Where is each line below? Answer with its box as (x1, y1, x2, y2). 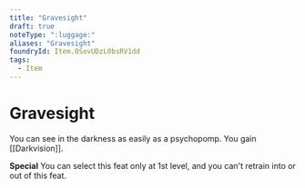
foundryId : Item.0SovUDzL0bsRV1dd (9, 47, 141, 56)
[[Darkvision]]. (9, 143, 64, 153)
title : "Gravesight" (9, 13, 88, 23)
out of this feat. (9, 170, 66, 181)
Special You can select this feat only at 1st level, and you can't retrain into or (9, 160, 296, 171)
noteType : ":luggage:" (9, 30, 96, 39)
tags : (9, 55, 30, 64)
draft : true (9, 22, 55, 31)
